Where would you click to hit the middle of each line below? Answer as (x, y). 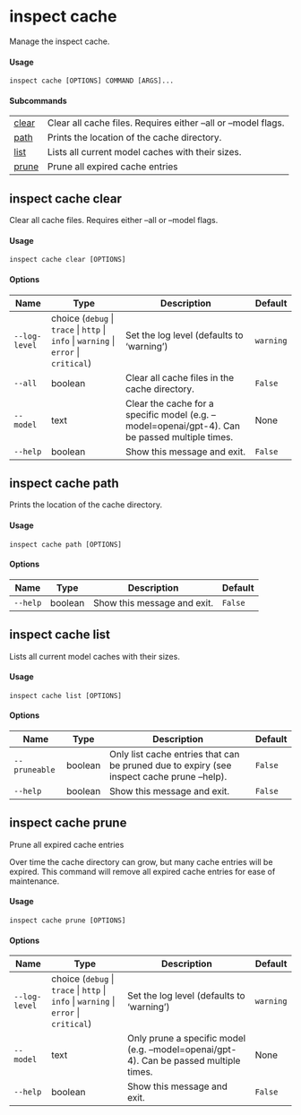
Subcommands (38, 100)
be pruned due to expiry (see (170, 765)
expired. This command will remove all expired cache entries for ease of (142, 871)
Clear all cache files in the (180, 377)
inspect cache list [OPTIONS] (66, 696)
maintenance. (34, 881)
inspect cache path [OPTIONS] (66, 544)
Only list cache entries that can (174, 754)
